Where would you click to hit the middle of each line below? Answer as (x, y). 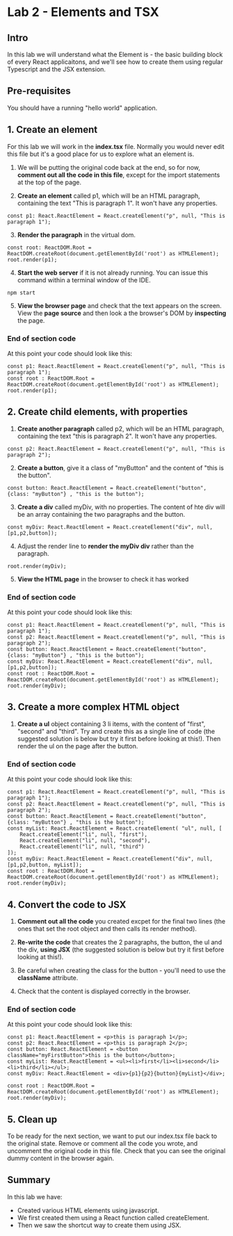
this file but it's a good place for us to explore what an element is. (101, 154)
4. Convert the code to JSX (67, 905)
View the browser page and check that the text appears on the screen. (119, 305)
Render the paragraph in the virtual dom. (76, 234)
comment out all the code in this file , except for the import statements (119, 175)
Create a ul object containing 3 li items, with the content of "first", (111, 723)
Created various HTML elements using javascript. (88, 1210)
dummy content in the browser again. (61, 1158)
